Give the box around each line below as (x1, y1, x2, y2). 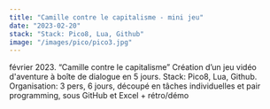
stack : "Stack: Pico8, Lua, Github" (9, 29, 144, 38)
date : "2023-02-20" (9, 21, 81, 30)
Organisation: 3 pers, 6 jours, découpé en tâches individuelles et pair (9, 81, 261, 91)
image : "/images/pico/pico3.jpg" (9, 37, 133, 47)
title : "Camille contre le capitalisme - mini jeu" (9, 12, 204, 22)
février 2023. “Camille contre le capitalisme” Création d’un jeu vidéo (9, 62, 257, 73)
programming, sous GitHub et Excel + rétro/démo (9, 90, 189, 101)
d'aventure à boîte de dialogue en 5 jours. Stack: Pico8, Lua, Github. (9, 72, 258, 82)
